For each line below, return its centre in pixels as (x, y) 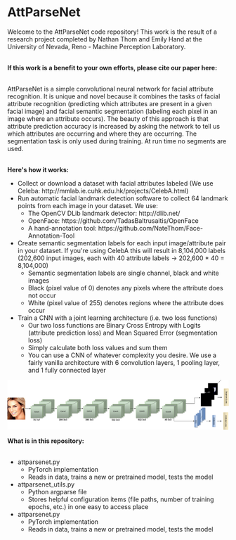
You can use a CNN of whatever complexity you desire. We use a (122, 355)
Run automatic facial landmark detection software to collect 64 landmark (123, 198)
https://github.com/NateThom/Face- (151, 228)
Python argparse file (58, 491)
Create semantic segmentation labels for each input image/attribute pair (122, 243)
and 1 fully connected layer (67, 370)
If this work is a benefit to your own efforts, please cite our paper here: (112, 67)
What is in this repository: (46, 441)
